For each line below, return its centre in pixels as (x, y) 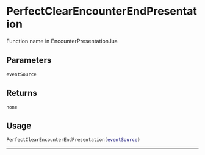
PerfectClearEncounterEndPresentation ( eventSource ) (73, 140)
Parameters (29, 60)
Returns (22, 93)
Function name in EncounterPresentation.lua (62, 41)
